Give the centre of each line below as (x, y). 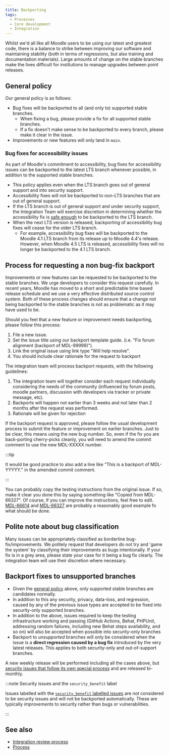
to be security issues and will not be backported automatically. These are (81, 698)
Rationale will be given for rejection (49, 413)
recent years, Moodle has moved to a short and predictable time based (79, 288)
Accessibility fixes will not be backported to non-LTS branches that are (86, 196)
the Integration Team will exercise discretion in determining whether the (87, 212)
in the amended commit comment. (60, 470)
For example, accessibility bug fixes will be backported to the (84, 233)
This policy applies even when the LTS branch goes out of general (81, 185)
